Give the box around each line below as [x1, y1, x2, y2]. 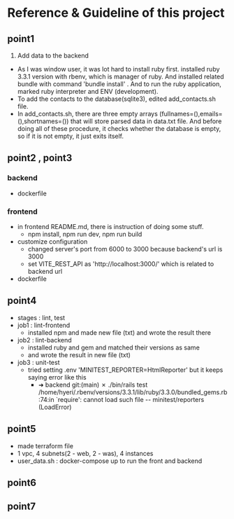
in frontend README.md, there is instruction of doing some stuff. [17, 222, 204, 230]
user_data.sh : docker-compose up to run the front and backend [17, 457, 203, 465]
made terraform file [17, 441, 73, 450]
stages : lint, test [17, 313, 65, 321]
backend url [27, 267, 63, 275]
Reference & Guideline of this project [7, 5, 225, 21]
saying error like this [27, 373, 87, 381]
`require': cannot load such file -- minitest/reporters [55, 395, 205, 403]
